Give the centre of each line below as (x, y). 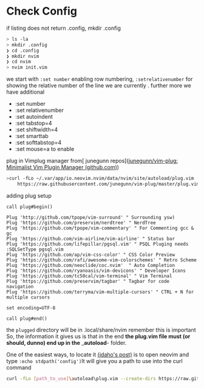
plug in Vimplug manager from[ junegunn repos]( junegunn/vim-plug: (92, 161)
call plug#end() (27, 318)
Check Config (42, 11)
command (19, 367)
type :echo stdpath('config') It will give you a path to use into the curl (95, 361)
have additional (25, 92)
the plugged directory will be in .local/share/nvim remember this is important (101, 330)
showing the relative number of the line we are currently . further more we (99, 86)
